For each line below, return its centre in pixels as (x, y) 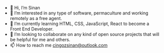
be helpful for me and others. (40, 39)
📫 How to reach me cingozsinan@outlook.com (59, 45)
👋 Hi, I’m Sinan (25, 8)
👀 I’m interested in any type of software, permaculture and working (79, 13)
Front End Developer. (32, 29)
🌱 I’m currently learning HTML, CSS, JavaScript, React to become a (79, 23)
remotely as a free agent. (36, 18)
